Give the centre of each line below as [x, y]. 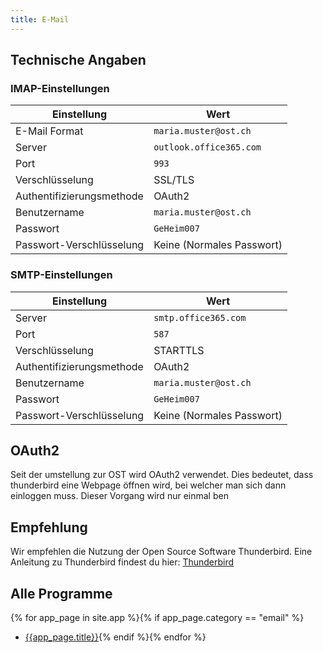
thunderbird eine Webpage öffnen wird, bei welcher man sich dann [148, 485]
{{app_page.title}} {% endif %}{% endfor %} [115, 637]
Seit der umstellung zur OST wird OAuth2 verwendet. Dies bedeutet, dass [162, 475]
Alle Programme [61, 593]
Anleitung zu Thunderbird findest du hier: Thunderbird [122, 562]
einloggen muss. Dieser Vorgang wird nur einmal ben [119, 496]
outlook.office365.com [207, 147]
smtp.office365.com [200, 317]
